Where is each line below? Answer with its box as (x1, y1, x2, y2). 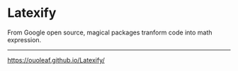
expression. (7, 35, 42, 44)
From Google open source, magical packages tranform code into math (7, 28, 212, 37)
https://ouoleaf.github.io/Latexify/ (7, 56, 105, 64)
